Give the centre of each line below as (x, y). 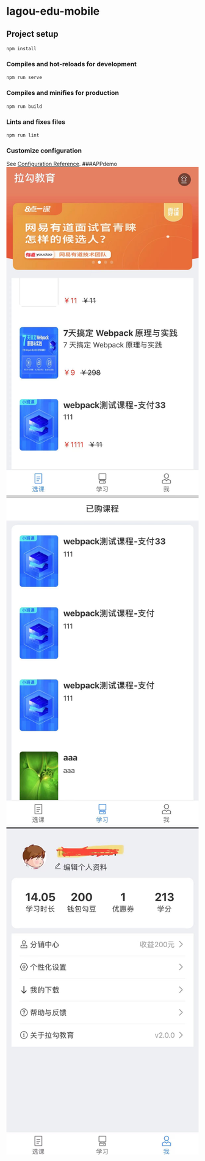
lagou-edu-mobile (53, 11)
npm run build (24, 106)
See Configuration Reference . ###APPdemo (62, 164)
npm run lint (23, 135)
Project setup (33, 34)
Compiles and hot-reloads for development (72, 64)
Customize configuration (44, 150)
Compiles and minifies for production (63, 93)
